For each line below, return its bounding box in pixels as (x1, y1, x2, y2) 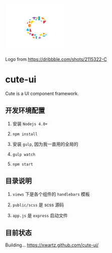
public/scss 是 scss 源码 (12, 202, 64, 208)
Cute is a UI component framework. (5, 90, 79, 97)
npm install (12, 131, 38, 137)
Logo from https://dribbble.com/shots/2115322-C (5, 56, 107, 62)
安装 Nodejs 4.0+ (12, 120, 48, 127)
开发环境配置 (5, 106, 45, 115)
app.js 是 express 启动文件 (12, 212, 68, 218)
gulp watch (12, 152, 36, 157)
